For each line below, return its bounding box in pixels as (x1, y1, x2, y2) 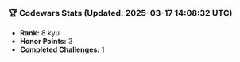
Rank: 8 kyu (19, 28, 60, 38)
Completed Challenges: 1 (19, 45, 105, 54)
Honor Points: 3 (19, 37, 73, 46)
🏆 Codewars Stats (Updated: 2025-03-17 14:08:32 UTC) (8, 7, 233, 18)
